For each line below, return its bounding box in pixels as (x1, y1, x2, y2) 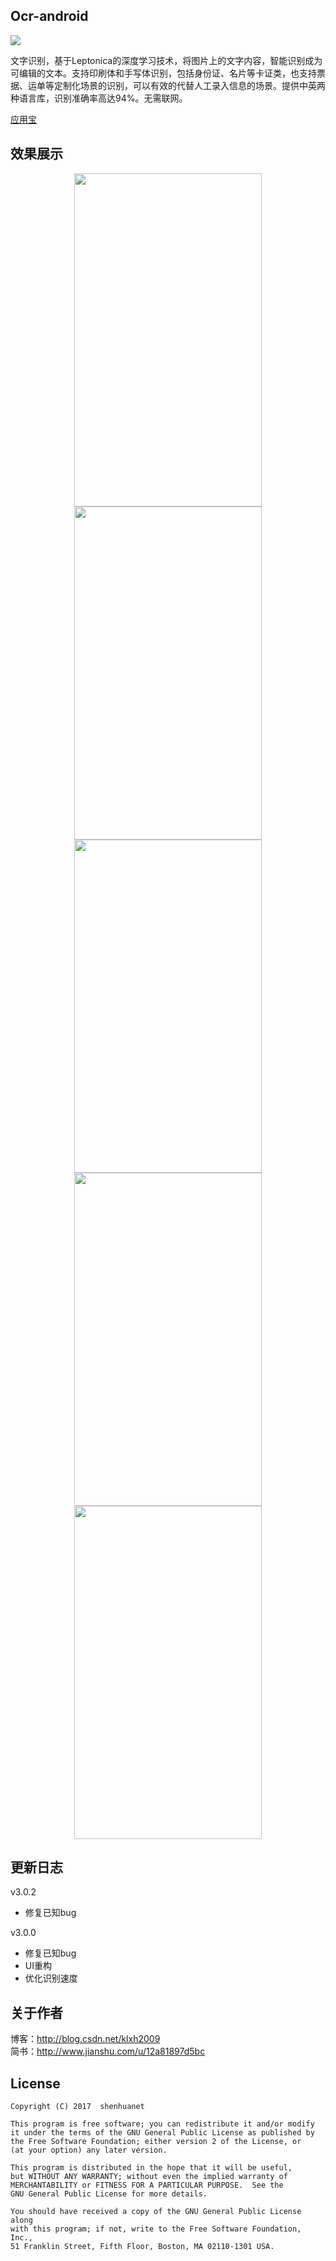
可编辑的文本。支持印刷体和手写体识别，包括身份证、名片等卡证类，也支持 (10, 67, 317, 79)
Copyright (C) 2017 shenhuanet (10, 2102, 145, 2112)
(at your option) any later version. (10, 2145, 168, 2156)
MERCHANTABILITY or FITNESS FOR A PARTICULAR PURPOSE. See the (10, 2180, 284, 2191)
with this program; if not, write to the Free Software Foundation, (10, 2224, 302, 2234)
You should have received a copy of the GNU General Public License (10, 2207, 302, 2217)
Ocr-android (10, 8, 89, 25)
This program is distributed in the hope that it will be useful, (10, 2163, 293, 2173)
